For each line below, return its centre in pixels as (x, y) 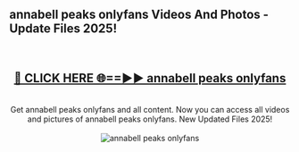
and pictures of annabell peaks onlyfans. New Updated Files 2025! (150, 119)
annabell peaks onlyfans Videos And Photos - (139, 15)
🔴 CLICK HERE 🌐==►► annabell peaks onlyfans (150, 78)
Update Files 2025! (63, 29)
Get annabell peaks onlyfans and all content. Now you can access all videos (150, 109)
